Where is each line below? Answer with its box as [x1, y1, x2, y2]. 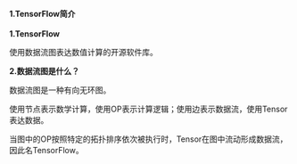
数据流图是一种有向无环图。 [9, 85, 111, 95]
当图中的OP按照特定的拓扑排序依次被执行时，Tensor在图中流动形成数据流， [9, 134, 288, 144]
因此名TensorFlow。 [9, 145, 84, 156]
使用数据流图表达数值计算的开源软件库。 [9, 47, 158, 58]
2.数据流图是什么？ [9, 66, 80, 77]
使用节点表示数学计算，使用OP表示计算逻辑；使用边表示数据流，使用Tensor [9, 103, 288, 115]
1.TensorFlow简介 [9, 8, 76, 19]
